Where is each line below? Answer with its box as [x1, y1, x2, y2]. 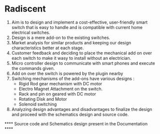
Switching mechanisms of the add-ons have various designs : [11, 76, 135, 81]
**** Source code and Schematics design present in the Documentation [4, 121, 148, 126]
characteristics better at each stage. [11, 45, 84, 51]
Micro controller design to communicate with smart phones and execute [11, 60, 155, 66]
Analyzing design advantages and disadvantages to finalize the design [11, 106, 153, 112]
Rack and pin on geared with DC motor [18, 91, 96, 97]
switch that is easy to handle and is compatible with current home [11, 24, 143, 30]
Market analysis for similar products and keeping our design [11, 40, 131, 45]
